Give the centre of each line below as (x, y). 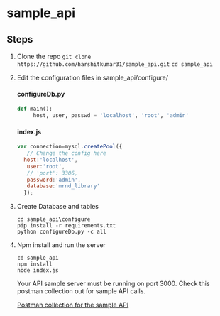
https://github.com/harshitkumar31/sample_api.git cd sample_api (115, 65)
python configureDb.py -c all (62, 232)
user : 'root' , (46, 166)
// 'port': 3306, (52, 173)
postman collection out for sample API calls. (81, 291)
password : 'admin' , (54, 180)
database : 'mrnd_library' (63, 186)
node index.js (38, 271)
